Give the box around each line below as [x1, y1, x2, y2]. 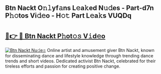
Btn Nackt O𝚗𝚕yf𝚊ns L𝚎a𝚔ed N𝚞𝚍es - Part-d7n [5, 4, 154, 12]
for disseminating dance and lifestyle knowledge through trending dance [5, 53, 154, 58]
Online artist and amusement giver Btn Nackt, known [47, 48, 155, 53]
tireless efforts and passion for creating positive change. [5, 63, 120, 69]
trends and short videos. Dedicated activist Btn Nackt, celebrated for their [5, 58, 156, 64]
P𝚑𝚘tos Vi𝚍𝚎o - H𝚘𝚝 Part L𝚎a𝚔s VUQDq [5, 12, 132, 20]
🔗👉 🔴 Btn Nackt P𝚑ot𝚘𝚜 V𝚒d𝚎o [5, 32, 106, 40]
